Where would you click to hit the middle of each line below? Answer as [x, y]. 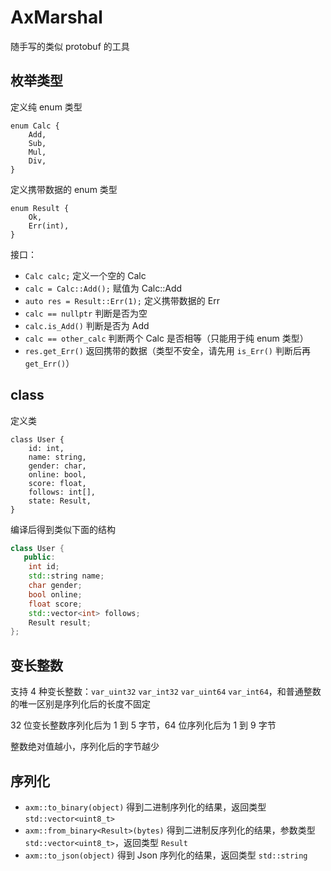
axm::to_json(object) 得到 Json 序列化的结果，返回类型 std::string [166, 855]
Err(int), [49, 226]
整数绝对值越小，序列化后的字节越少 [85, 747]
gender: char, [57, 466]
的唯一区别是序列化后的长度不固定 [80, 704]
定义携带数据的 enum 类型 [64, 189]
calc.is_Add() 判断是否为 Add [87, 325]
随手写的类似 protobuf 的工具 [70, 46]
